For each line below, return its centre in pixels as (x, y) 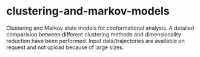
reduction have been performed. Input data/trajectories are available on (95, 41)
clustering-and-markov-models (88, 11)
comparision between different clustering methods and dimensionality (94, 34)
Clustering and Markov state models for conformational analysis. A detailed (100, 28)
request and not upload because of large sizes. (65, 47)
